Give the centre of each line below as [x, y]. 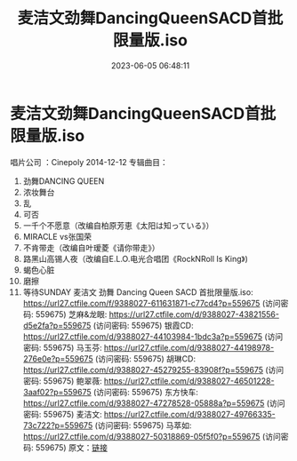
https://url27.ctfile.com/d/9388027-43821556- [194, 314]
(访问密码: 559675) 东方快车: [145, 392]
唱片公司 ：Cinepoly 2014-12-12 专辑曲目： [89, 162]
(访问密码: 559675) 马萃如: [143, 425]
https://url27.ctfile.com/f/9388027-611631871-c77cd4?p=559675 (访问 [152, 303]
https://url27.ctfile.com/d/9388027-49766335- [189, 414]
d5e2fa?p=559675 [57, 325]
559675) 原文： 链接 [71, 447]
